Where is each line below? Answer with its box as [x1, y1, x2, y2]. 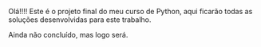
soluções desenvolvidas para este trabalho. [8, 15, 152, 24]
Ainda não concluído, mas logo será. [8, 31, 129, 39]
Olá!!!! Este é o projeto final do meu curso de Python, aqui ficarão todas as [8, 7, 253, 16]
